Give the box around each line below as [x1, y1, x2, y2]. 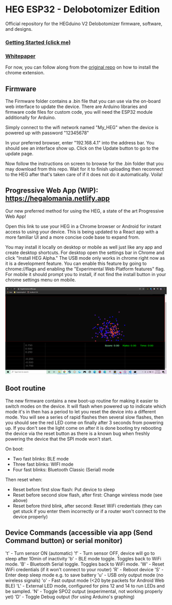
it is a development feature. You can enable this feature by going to [5, 260, 147, 266]
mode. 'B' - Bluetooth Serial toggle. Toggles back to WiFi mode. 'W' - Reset [5, 561, 165, 567]
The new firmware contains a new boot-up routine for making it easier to [5, 398, 159, 404]
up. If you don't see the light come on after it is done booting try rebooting [5, 425, 162, 431]
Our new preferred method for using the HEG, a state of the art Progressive [5, 207, 164, 214]
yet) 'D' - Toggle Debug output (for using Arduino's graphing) [5, 593, 135, 600]
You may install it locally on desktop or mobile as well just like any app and [5, 244, 162, 250]
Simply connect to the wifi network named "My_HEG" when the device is [5, 124, 159, 130]
